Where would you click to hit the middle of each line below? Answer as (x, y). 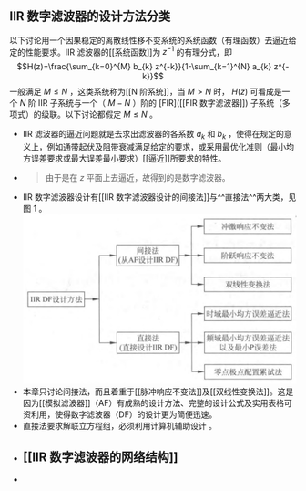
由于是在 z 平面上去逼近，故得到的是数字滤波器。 (138, 178)
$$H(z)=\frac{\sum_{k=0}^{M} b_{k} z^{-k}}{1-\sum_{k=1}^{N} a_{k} (144, 67)
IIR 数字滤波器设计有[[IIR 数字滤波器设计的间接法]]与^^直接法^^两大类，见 (159, 197)
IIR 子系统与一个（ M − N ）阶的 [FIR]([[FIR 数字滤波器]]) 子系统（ (160, 103)
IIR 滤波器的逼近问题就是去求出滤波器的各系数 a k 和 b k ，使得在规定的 (153, 135)
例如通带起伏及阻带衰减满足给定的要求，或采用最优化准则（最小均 (170, 147)
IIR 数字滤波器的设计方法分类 (90, 16)
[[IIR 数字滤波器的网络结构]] (101, 457)
